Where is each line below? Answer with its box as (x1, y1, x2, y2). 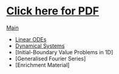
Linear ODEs (15, 35, 47, 43)
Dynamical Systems (15, 42, 65, 49)
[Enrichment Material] (15, 61, 70, 69)
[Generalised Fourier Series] (15, 55, 86, 62)
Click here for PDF (6, 4, 99, 18)
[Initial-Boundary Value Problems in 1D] (15, 48, 114, 55)
